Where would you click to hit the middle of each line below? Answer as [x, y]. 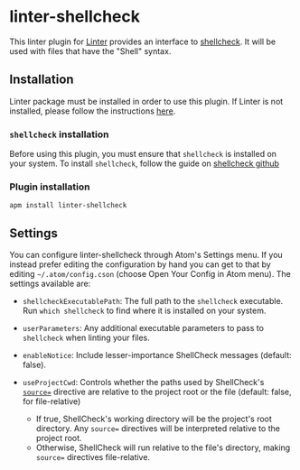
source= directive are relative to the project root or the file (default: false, [157, 392]
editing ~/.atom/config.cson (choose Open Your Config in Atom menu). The [150, 274]
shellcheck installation [59, 134]
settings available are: [50, 284]
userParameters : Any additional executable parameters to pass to [143, 328]
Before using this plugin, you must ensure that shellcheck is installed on [143, 154]
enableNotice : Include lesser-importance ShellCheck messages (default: [157, 355]
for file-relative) [52, 401]
